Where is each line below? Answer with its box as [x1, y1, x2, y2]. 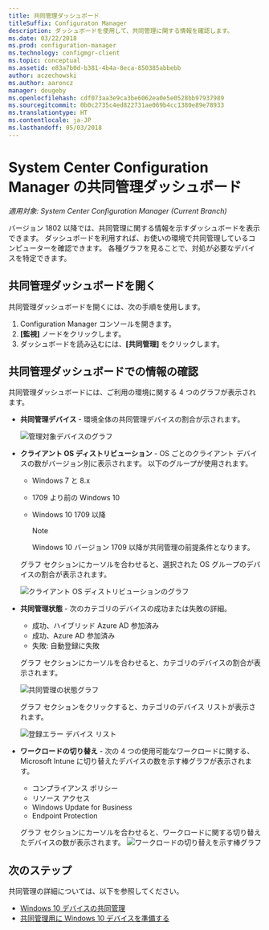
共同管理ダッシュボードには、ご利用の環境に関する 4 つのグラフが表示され [8, 387, 256, 398]
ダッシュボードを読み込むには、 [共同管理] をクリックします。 [19, 339, 224, 349]
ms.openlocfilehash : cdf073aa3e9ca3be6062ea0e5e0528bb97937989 [8, 94, 225, 102]
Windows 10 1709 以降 [31, 510, 106, 520]
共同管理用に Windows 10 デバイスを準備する [19, 913, 170, 924]
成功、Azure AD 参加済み [31, 631, 116, 641]
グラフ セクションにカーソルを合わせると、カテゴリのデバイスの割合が [19, 658, 255, 667]
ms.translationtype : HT [8, 109, 88, 117]
